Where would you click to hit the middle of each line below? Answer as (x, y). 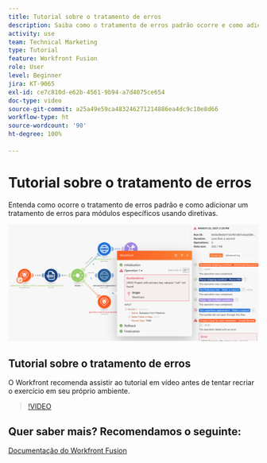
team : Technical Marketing (53, 42)
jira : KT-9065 (32, 83)
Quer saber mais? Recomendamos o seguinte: (125, 432)
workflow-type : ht (39, 118)
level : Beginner (35, 75)
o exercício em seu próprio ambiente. (69, 391)
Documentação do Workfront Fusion (68, 451)
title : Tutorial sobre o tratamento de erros (85, 17)
